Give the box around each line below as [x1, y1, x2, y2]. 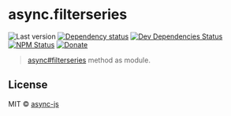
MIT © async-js [8, 99, 59, 108]
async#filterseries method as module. [27, 55, 151, 65]
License [8, 78, 48, 92]
